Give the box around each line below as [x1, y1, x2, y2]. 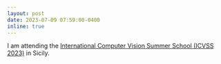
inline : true [7, 23, 45, 30]
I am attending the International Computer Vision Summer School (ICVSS [7, 42, 214, 50]
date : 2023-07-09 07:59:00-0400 [7, 17, 100, 23]
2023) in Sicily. [7, 49, 50, 57]
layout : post [7, 10, 45, 17]
